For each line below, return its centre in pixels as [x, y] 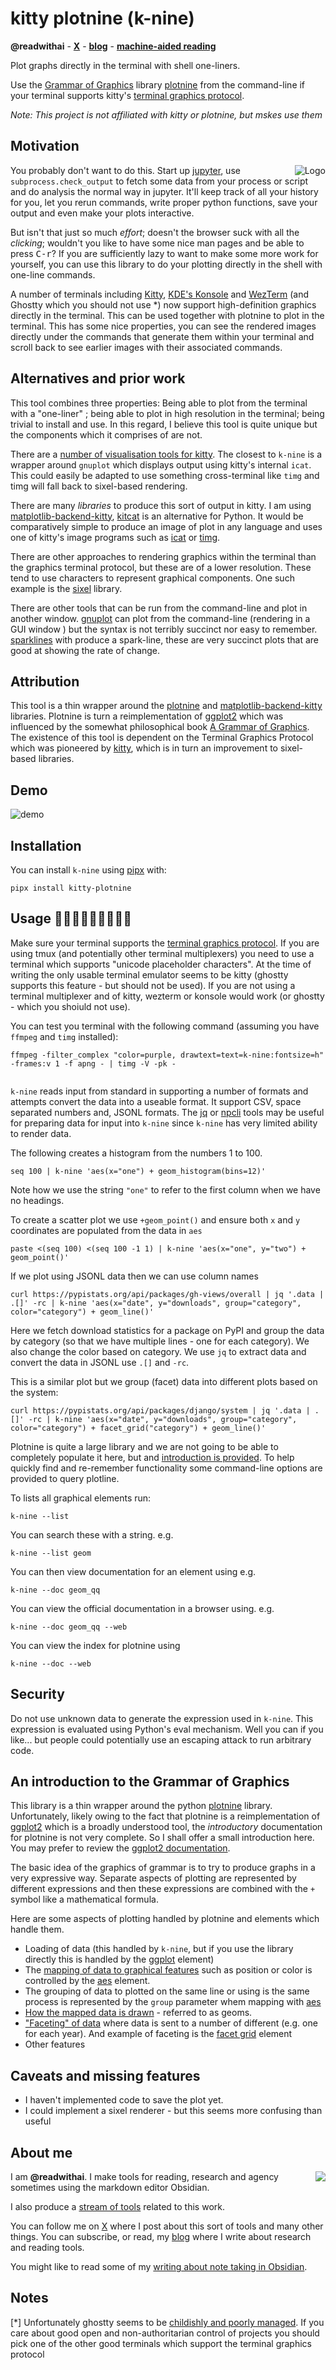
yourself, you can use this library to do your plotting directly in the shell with [166, 264]
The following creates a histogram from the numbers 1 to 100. [136, 1153]
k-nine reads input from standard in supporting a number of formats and [159, 1091]
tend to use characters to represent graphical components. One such [152, 578]
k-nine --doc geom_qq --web [69, 1627]
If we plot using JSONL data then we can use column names [134, 1276]
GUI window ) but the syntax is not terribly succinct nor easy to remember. [164, 629]
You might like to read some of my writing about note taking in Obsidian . [159, 2267]
